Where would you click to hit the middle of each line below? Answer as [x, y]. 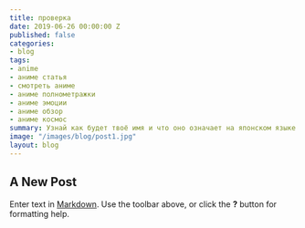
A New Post [43, 182]
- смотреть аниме [42, 86]
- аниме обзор [37, 111]
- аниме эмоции [38, 103]
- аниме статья [38, 78]
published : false [42, 35]
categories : [32, 43]
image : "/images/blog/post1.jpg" [73, 137]
